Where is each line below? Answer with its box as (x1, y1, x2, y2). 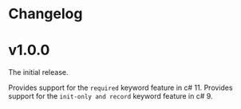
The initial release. (8, 68, 69, 77)
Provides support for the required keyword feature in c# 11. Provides (8, 83, 233, 92)
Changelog (8, 5, 83, 23)
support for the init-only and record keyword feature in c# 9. (8, 91, 213, 101)
